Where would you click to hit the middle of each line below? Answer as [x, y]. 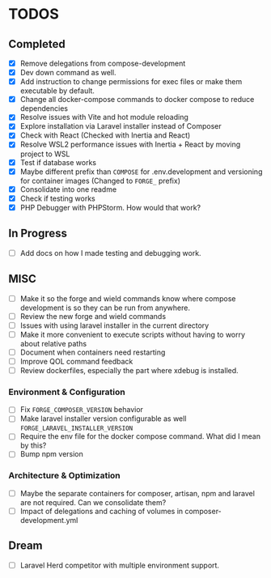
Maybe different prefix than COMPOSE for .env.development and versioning [141, 172]
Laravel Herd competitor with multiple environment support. [120, 565]
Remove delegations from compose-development [103, 63]
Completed [37, 44]
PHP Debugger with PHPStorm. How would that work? [110, 207]
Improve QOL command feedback [76, 361]
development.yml [49, 520]
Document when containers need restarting [93, 352]
